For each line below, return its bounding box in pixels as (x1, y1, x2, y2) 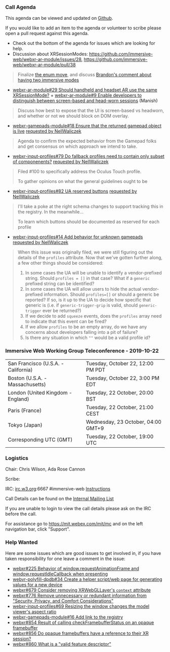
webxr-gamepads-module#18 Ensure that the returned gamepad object (12, 123, 162, 129)
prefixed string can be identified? (25, 281, 95, 287)
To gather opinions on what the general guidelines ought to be (17, 178, 148, 184)
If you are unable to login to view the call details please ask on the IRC (5, 505, 151, 511)
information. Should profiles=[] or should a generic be (44, 291, 159, 298)
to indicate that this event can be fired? (25, 319, 107, 325)
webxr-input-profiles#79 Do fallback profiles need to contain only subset (12, 153, 164, 160)
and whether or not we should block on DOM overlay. (17, 113, 129, 119)
